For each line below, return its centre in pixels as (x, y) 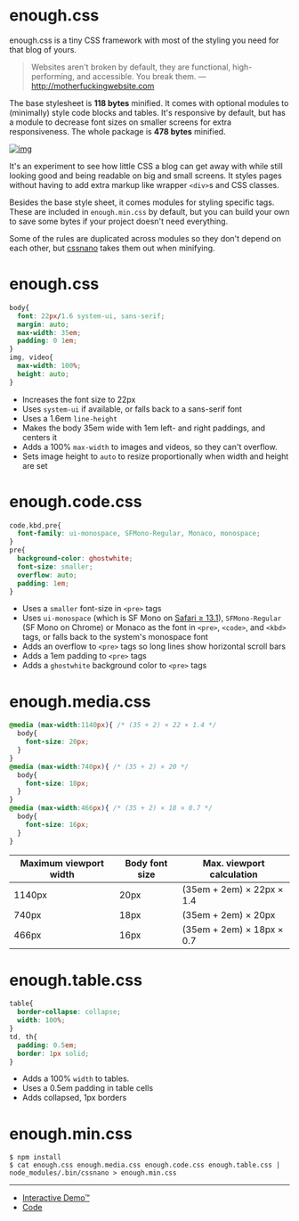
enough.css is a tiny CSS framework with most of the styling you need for (144, 40)
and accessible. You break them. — (141, 76)
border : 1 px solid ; (53, 1053)
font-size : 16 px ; (57, 824)
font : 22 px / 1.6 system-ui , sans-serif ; (91, 316)
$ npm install (36, 1158)
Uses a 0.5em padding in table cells (88, 1088)
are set (35, 465)
